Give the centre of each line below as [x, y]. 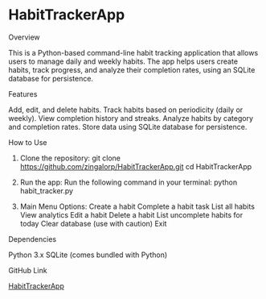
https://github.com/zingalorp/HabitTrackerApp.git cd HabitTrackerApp [136, 166]
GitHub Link [28, 270]
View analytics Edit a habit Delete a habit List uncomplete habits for [131, 214]
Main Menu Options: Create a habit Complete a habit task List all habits [137, 206]
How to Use [28, 142]
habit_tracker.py [47, 190]
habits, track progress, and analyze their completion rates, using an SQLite [132, 69]
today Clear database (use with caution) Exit [93, 223]
